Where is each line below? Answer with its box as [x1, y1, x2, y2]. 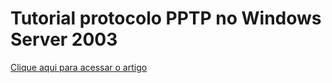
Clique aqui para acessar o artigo [10, 61, 148, 73]
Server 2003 [10, 28, 118, 51]
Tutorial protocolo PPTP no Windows [10, 7, 322, 30]
